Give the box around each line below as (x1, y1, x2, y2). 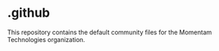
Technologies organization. (7, 35, 86, 43)
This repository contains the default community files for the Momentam (7, 28, 212, 36)
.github (7, 5, 50, 21)
